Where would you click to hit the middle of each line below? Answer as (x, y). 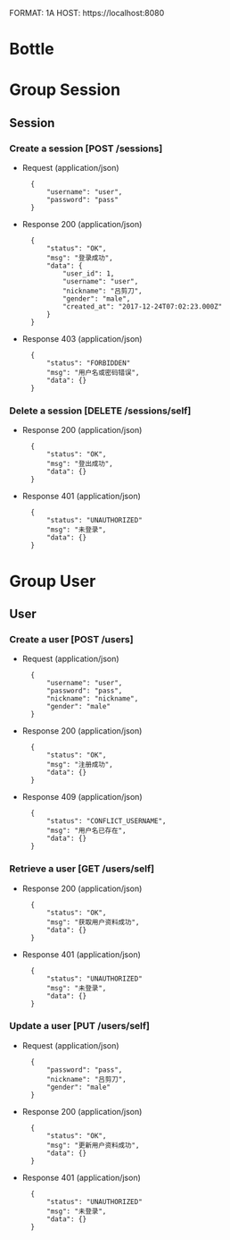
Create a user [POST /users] (71, 639)
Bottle (32, 49)
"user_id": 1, (88, 274)
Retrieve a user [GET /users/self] (82, 869)
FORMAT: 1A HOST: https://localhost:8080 (87, 13)
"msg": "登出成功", (79, 464)
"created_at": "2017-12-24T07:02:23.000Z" (142, 307)
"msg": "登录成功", (79, 259)
